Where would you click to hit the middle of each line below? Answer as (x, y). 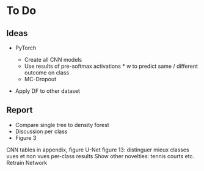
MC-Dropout (40, 79)
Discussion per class (41, 131)
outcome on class (47, 73)
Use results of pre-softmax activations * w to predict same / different (111, 66)
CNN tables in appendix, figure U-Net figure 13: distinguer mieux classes (98, 150)
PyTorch (26, 48)
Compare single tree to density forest (62, 125)
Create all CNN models (53, 60)
